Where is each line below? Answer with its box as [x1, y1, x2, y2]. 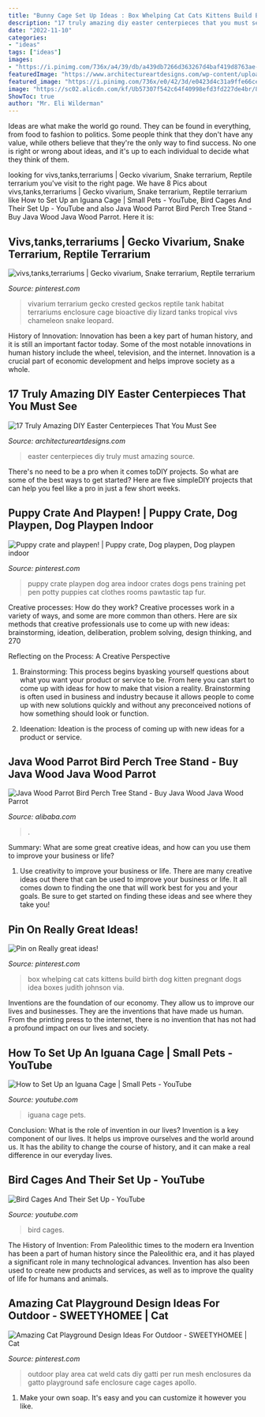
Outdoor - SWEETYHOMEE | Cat [8, 1309, 169, 1323]
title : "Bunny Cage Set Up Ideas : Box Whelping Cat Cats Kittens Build [8, 11, 252, 20]
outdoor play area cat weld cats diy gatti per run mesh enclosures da [27, 1369, 252, 1378]
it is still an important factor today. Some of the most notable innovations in [8, 339, 252, 348]
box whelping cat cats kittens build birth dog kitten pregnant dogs [27, 975, 242, 984]
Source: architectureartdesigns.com [8, 436, 126, 445]
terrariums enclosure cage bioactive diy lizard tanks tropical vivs [27, 307, 238, 317]
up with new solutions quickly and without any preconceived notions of [19, 700, 252, 709]
